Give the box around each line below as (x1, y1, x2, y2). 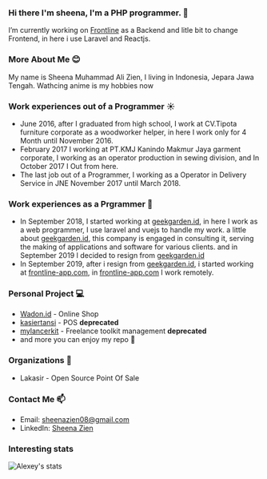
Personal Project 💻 (8, 288, 85, 300)
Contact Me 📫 (8, 393, 66, 405)
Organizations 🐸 (8, 355, 72, 366)
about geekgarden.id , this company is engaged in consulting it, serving (19, 234, 254, 244)
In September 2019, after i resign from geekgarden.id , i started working (19, 260, 254, 269)
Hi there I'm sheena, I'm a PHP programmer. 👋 (8, 7, 189, 18)
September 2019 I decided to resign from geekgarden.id (19, 251, 205, 260)
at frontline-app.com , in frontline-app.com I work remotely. (19, 268, 214, 277)
